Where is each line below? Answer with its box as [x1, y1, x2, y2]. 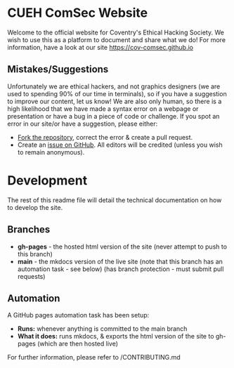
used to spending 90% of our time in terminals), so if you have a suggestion [7, 89, 227, 98]
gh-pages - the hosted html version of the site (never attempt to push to [17, 242, 227, 251]
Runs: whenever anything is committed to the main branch [17, 324, 188, 333]
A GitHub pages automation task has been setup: [7, 311, 150, 320]
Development [7, 172, 88, 188]
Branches [7, 223, 51, 236]
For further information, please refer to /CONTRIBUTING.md [7, 353, 181, 362]
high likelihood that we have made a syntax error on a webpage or [7, 104, 199, 113]
